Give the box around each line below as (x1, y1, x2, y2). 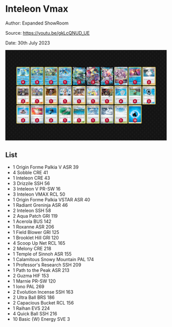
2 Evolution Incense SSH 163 (12, 289, 74, 295)
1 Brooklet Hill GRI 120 (12, 235, 59, 241)
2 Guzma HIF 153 (12, 273, 49, 279)
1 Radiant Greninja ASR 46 (12, 202, 68, 208)
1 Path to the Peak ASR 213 (12, 267, 70, 273)
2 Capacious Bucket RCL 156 (12, 300, 74, 306)
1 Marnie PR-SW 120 (12, 278, 56, 284)
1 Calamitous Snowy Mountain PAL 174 (12, 256, 94, 263)
